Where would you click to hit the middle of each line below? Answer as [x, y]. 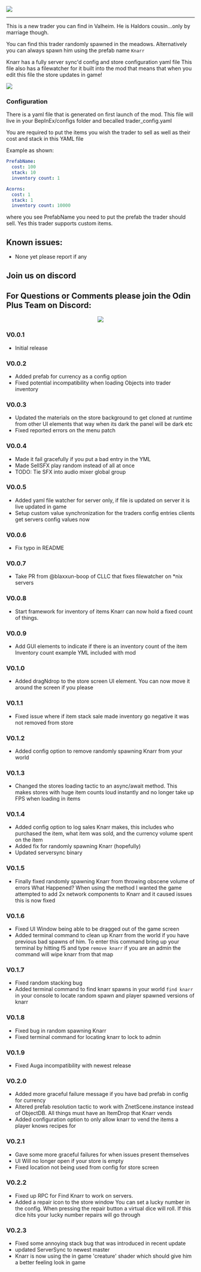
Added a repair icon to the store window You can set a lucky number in [102, 1202]
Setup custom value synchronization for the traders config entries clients [105, 513]
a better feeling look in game [50, 1262]
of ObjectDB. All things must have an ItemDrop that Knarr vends [93, 1113]
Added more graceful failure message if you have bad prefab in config [101, 1094]
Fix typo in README [39, 548]
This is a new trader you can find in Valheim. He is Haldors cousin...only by [98, 26]
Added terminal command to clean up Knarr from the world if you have [102, 935]
